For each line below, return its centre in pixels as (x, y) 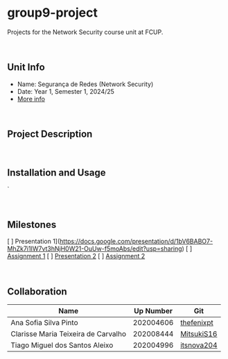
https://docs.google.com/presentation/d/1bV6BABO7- (137, 242)
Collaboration (37, 291)
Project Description (50, 134)
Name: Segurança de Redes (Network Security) (85, 84)
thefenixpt (196, 323)
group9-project (53, 13)
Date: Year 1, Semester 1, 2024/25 (65, 91)
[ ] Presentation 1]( (34, 242)
